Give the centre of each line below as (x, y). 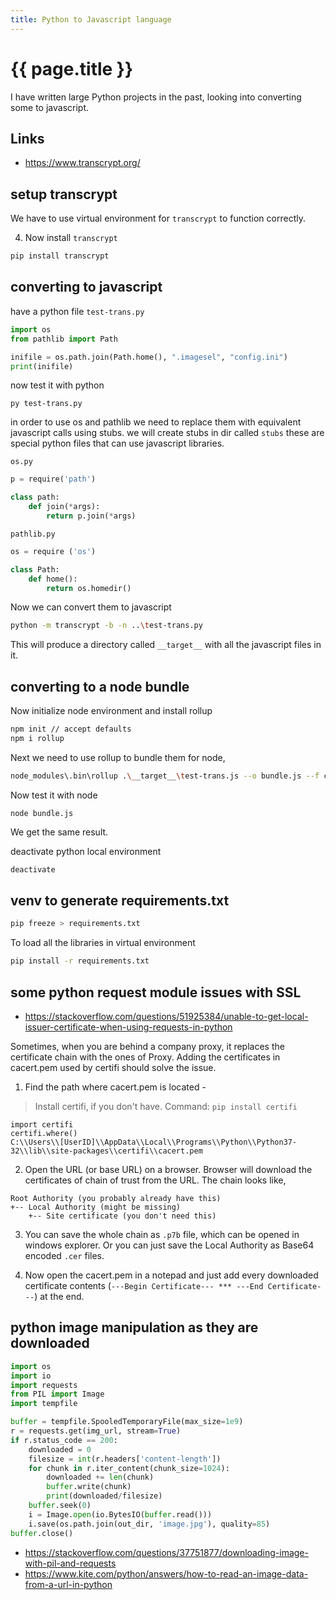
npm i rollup (37, 738)
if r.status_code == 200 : (64, 1440)
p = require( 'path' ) (53, 479)
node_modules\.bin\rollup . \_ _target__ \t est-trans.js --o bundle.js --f (165, 776)
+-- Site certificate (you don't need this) (122, 1216)
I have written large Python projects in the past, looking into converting (156, 97)
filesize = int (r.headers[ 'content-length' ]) (125, 1459)
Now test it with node (54, 795)
